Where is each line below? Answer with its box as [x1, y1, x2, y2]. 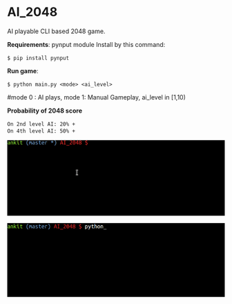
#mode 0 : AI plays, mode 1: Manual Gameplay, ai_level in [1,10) [7, 93, 186, 101]
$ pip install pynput [7, 55, 70, 61]
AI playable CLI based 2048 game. [7, 27, 106, 35]
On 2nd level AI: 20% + [7, 120, 76, 128]
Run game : [7, 66, 39, 75]
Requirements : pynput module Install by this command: [7, 40, 166, 48]
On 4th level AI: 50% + [7, 127, 76, 135]
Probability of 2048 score [7, 106, 83, 115]
